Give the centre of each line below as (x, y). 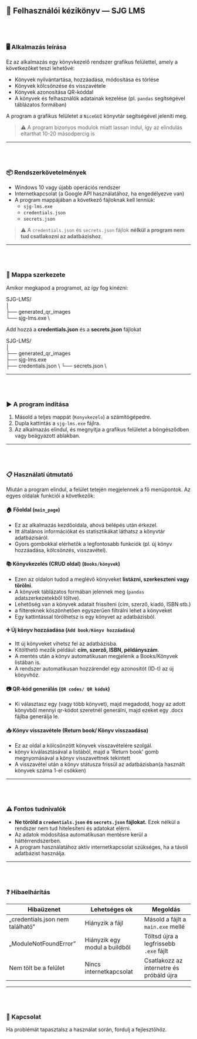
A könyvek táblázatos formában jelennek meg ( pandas (79, 592)
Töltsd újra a (161, 936)
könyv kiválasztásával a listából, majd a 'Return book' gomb (87, 752)
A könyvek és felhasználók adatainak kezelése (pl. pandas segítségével (100, 98)
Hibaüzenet (44, 909)
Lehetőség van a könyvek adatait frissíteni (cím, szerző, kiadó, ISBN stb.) (103, 604)
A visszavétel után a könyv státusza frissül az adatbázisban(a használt (100, 764)
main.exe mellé (164, 927)
